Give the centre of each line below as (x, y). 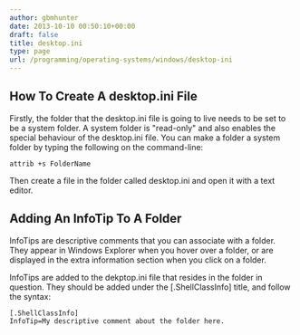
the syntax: (30, 296)
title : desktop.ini (46, 43)
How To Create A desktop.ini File (103, 96)
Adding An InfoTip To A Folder (96, 219)
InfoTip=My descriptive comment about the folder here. (117, 321)
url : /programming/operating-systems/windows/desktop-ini (121, 60)
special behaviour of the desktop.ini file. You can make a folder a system (145, 138)
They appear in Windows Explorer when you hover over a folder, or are (141, 250)
